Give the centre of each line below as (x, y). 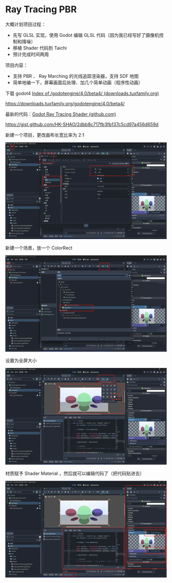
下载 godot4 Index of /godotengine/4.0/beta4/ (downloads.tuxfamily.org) (82, 93)
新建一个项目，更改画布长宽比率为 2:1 (45, 135)
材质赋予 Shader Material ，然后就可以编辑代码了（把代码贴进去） (75, 473)
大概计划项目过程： (26, 24)
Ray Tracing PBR (41, 9)
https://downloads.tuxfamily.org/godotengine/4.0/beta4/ (65, 103)
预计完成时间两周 (31, 54)
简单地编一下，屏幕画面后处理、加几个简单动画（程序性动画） (78, 82)
